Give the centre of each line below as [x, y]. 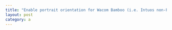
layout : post [19, 15]
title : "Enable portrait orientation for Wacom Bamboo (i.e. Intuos [80, 10]
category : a [18, 19]
